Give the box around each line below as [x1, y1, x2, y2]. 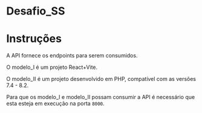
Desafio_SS [6, 4, 65, 18]
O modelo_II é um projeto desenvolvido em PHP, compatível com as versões [6, 76, 197, 83]
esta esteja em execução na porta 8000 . [6, 100, 105, 107]
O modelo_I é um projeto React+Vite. [6, 63, 98, 71]
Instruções [6, 32, 62, 46]
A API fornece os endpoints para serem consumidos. [6, 52, 138, 59]
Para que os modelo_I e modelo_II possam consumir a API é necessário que [6, 94, 195, 101]
